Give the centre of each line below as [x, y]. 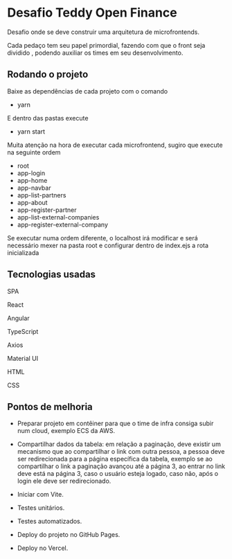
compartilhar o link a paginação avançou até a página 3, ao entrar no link [121, 466]
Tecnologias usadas [51, 275]
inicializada [23, 252]
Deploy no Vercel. [43, 548]
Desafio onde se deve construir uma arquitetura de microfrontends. [103, 32]
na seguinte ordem [34, 152]
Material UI [23, 358]
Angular [18, 318]
